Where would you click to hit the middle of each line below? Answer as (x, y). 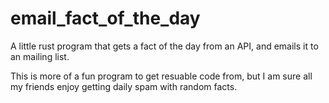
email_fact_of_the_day (105, 18)
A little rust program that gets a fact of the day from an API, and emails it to (164, 46)
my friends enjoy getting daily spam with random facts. (124, 86)
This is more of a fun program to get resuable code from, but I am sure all (161, 76)
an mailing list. (40, 56)
